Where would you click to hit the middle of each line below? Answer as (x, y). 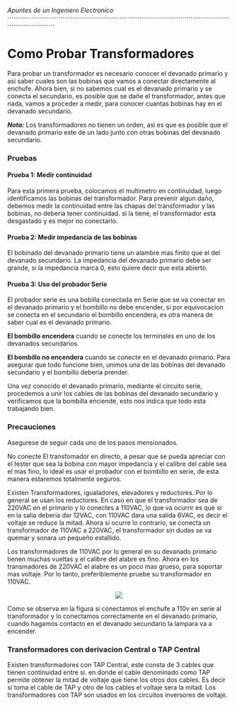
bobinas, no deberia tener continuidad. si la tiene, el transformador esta (112, 213)
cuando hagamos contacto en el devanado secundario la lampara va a (110, 623)
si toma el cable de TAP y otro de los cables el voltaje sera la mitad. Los (111, 688)
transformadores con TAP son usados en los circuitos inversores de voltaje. (117, 695)
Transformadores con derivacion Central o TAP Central (104, 649)
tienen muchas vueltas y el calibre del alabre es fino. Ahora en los (103, 559)
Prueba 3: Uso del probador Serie (57, 284)
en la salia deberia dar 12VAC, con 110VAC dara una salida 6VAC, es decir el (117, 515)
